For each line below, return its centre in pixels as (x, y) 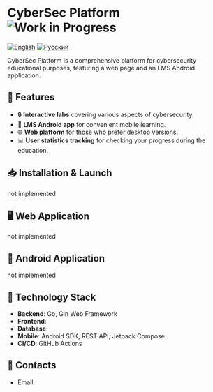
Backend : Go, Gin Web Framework (67, 314)
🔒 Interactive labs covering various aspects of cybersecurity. (105, 114)
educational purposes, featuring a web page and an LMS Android (101, 68)
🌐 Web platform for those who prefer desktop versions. (98, 132)
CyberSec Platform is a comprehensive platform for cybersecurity (102, 60)
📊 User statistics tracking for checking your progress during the (111, 140)
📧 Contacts (32, 365)
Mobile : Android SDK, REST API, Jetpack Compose (91, 336)
